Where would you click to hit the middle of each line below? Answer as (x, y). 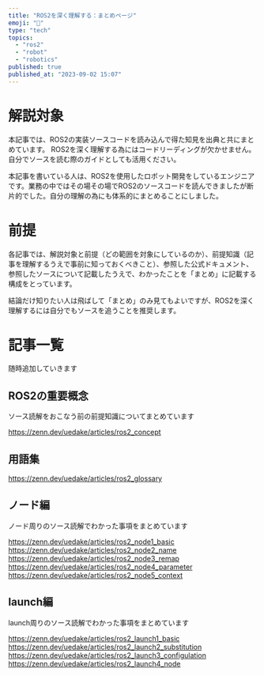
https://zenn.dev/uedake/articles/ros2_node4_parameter (100, 567)
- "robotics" (37, 60)
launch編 (31, 602)
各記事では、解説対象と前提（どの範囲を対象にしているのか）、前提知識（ (128, 254)
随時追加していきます (43, 368)
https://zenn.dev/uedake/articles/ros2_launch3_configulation (107, 655)
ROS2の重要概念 (48, 396)
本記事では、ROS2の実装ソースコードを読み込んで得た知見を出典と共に (124, 139)
